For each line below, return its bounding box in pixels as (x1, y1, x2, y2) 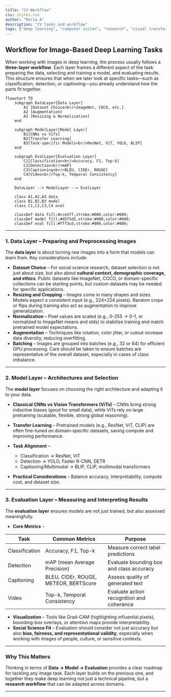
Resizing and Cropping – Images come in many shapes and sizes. (12, 292, 152, 298)
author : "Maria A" (5, 17, 44, 22)
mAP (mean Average (45, 559, 95, 566)
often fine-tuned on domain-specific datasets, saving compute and (12, 427, 154, 434)
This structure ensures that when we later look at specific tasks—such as (5, 75, 159, 81)
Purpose (125, 535, 146, 542)
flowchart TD (5, 95, 33, 101)
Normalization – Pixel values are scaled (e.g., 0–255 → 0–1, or (12, 314, 144, 320)
